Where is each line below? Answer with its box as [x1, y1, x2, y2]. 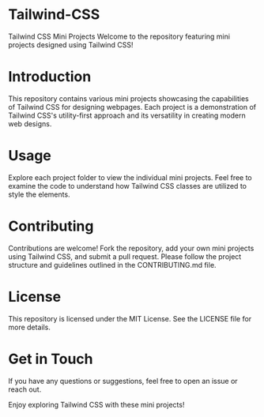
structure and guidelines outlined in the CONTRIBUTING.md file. [8, 260, 217, 269]
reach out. [8, 385, 42, 394]
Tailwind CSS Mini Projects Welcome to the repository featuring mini [8, 32, 231, 41]
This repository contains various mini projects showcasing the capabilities [8, 93, 249, 103]
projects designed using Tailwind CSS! [8, 39, 134, 49]
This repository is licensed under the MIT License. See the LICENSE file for [8, 314, 252, 323]
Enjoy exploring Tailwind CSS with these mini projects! [8, 400, 185, 409]
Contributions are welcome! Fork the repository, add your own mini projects [8, 243, 255, 253]
